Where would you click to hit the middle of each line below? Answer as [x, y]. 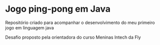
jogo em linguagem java [30, 27]
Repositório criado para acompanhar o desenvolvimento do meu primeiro [80, 22]
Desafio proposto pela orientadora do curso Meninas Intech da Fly [73, 37]
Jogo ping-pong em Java [58, 9]
